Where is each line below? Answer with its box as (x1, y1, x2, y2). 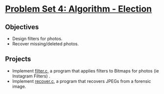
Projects (5, 55, 31, 63)
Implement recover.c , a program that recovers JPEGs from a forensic (12, 78, 151, 84)
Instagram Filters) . (12, 73, 50, 79)
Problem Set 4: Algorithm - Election (5, 3, 152, 15)
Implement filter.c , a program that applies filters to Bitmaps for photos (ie (12, 68, 159, 74)
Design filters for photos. (12, 36, 63, 41)
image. (12, 83, 26, 89)
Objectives (5, 23, 39, 31)
